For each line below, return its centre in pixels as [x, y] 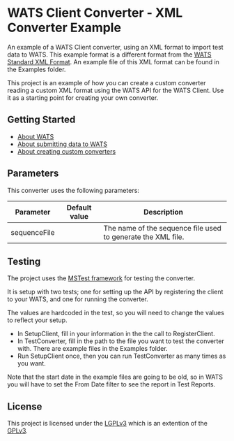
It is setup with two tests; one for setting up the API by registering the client [115, 292]
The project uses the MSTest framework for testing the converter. [101, 278]
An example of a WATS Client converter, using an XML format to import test [116, 47]
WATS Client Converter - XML [95, 13]
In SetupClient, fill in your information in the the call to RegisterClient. [116, 334]
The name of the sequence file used [162, 228]
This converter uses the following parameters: [73, 190]
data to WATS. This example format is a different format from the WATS [109, 55]
